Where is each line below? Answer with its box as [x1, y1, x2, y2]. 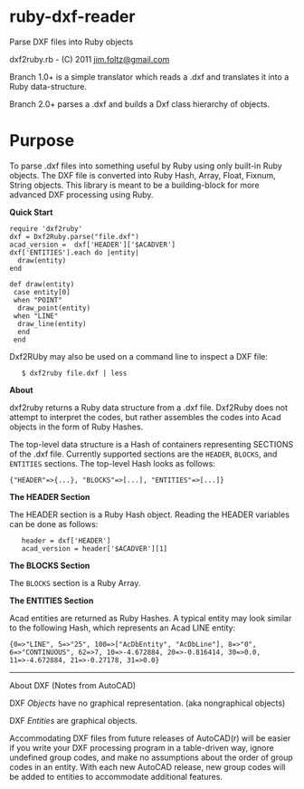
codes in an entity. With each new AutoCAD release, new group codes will [9, 761, 286, 772]
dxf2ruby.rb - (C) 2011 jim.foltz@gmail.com [9, 53, 170, 64]
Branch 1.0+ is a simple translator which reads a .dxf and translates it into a [9, 71, 290, 82]
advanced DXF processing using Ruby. [9, 188, 154, 200]
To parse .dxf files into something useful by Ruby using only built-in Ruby [9, 160, 282, 171]
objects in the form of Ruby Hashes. [9, 421, 144, 432]
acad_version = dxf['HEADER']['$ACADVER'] [9, 240, 176, 249]
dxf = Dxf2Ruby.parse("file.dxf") [9, 232, 140, 241]
